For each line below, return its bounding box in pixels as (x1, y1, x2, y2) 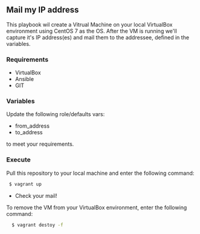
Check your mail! (15, 192, 57, 199)
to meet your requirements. (6, 140, 74, 148)
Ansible (15, 76, 34, 83)
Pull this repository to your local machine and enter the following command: (6, 169, 195, 177)
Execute (6, 155, 31, 164)
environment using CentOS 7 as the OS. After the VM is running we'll (6, 27, 177, 34)
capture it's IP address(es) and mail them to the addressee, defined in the (6, 33, 189, 41)
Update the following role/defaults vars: (6, 111, 105, 118)
